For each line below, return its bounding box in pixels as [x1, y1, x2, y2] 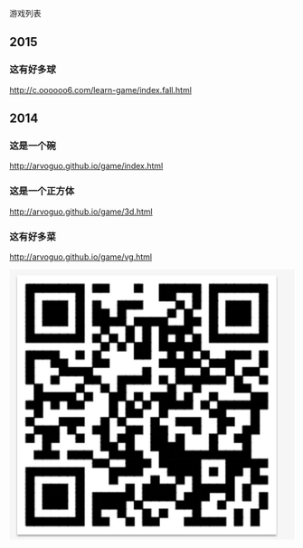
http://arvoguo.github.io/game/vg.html [9, 251, 152, 262]
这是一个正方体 [9, 184, 75, 197]
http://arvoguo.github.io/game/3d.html [9, 206, 153, 217]
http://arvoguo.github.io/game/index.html [9, 161, 164, 172]
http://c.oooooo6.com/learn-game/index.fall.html [9, 84, 193, 95]
